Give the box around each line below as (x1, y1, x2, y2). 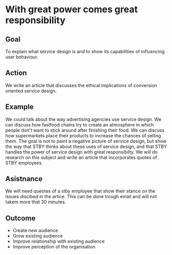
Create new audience (12, 227, 59, 233)
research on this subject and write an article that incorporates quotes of (5, 154, 158, 160)
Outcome (5, 214, 36, 222)
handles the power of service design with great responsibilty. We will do (5, 148, 158, 155)
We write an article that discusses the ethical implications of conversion (5, 82, 158, 88)
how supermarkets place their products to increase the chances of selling (5, 132, 161, 139)
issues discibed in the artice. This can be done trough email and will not (5, 194, 157, 200)
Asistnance (5, 175, 43, 183)
